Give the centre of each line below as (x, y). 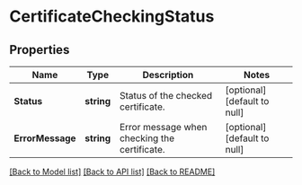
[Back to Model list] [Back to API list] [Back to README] (112, 172)
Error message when (164, 127)
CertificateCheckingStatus (112, 17)
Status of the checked (166, 96)
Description (168, 75)
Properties (40, 50)
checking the (147, 138)
